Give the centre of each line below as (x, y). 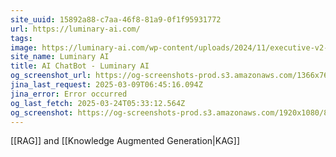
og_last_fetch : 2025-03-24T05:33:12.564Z (98, 103)
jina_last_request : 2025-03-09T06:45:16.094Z (106, 85)
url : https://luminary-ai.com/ (75, 29)
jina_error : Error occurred (69, 94)
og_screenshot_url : (51, 76)
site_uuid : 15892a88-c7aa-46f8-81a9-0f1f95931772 (116, 19)
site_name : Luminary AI (60, 57)
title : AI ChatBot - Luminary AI (80, 66)
